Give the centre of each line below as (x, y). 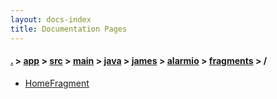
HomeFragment (57, 83)
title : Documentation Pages (69, 29)
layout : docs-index (51, 19)
